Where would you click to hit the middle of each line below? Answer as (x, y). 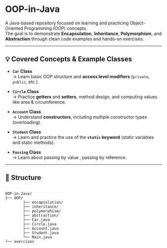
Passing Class (27, 152)
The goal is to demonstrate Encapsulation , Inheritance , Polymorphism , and (83, 33)
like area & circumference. (39, 102)
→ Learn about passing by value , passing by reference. (69, 157)
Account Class (27, 112)
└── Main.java (38, 237)
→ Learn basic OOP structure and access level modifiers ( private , (81, 76)
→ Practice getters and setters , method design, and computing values (85, 97)
